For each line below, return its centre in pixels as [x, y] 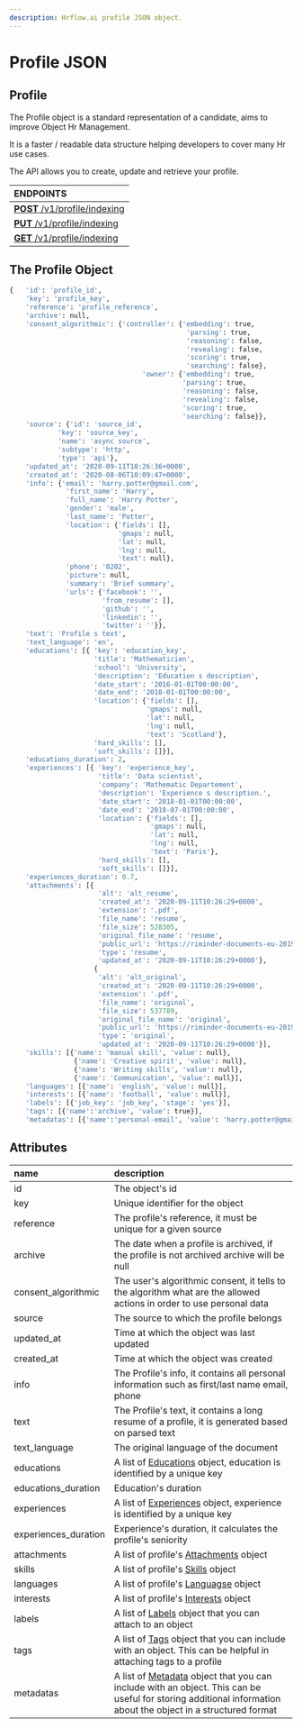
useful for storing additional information [197, 1698]
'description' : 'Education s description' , [176, 676]
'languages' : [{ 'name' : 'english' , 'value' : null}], [126, 1087]
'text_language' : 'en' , [70, 642]
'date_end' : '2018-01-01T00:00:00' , [162, 693]
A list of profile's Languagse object [187, 1584]
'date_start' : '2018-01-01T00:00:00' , [170, 801]
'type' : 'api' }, [88, 458]
